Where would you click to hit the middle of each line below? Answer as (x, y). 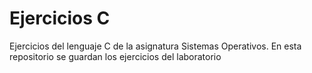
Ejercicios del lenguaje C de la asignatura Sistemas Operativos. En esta (155, 46)
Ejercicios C (60, 18)
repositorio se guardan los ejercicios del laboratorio (115, 56)
